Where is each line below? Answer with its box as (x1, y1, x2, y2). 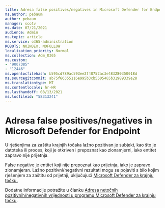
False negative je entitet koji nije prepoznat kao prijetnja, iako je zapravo (5, 162, 151, 168)
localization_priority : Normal (5, 48, 69, 53)
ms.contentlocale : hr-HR (5, 85, 56, 90)
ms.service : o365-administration (5, 39, 74, 44)
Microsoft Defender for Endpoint (5, 126, 140, 137)
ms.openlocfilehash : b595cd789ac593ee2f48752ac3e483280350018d (5, 71, 137, 76)
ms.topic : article (5, 35, 43, 40)
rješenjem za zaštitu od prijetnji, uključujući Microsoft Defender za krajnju (5, 173, 154, 178)
